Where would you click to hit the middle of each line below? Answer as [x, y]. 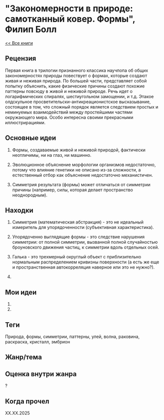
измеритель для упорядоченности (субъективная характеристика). [83, 227]
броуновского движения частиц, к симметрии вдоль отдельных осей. [85, 247]
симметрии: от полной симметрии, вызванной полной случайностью [85, 242]
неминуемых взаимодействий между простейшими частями [69, 112]
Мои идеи [21, 292]
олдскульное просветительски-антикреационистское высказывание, [78, 102]
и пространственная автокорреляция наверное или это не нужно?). [83, 267]
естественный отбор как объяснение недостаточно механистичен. [82, 175]
